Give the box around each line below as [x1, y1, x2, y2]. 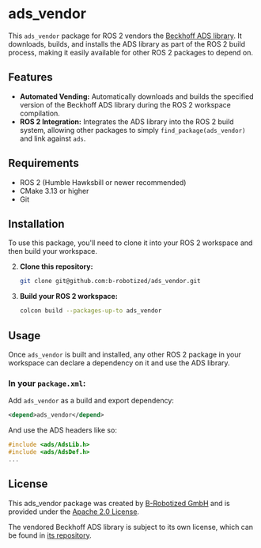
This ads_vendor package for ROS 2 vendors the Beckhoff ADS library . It [8, 31, 243, 40]
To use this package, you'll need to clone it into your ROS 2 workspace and [8, 238, 253, 248]
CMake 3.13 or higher [19, 186, 89, 195]
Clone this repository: [19, 262, 93, 271]
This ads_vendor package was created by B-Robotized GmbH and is [8, 498, 231, 508]
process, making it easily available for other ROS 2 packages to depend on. [8, 47, 254, 57]
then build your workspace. [8, 247, 97, 256]
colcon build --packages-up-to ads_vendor [19, 307, 162, 315]
